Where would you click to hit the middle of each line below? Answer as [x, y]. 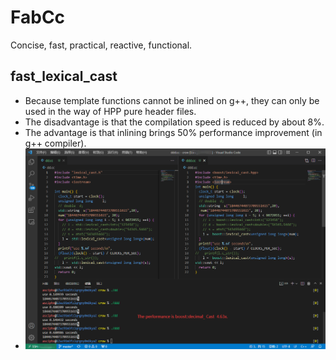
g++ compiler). [55, 143]
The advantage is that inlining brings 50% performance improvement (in [173, 132]
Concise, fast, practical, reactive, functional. [101, 45]
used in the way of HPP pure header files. [110, 111]
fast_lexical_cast [64, 76]
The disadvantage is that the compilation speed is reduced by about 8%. [174, 122]
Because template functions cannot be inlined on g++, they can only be [172, 100]
